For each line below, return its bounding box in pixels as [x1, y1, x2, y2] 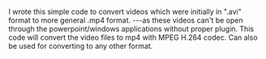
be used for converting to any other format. [8, 41, 153, 51]
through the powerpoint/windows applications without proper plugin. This [8, 24, 254, 33]
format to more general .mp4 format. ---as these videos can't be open [8, 15, 243, 25]
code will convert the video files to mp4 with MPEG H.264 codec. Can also [8, 32, 258, 42]
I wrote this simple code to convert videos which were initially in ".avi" [8, 7, 242, 16]
